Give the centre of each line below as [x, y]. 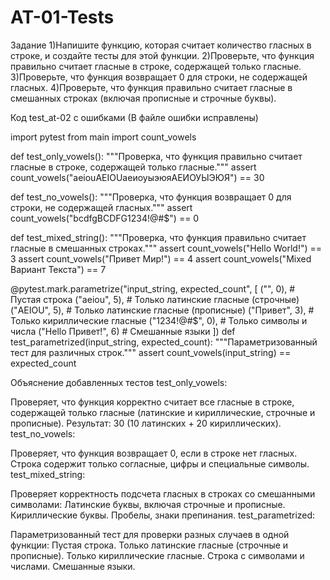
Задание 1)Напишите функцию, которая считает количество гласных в [161, 45]
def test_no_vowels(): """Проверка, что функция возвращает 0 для [151, 197]
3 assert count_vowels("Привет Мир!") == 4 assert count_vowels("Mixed [161, 258]
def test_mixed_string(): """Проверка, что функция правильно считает [158, 237]
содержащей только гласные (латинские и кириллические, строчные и [163, 412]
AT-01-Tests [62, 17]
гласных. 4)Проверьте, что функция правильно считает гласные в [151, 87]
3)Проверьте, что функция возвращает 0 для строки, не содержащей [159, 77]
